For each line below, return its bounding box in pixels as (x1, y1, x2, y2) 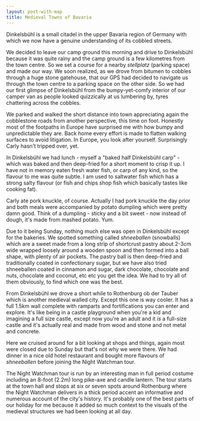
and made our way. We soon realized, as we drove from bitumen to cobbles (6, 67, 192, 74)
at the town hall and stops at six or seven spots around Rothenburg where (6, 382, 187, 389)
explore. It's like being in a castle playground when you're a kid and (6, 308, 171, 316)
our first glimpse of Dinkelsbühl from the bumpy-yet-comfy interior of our (6, 86, 186, 93)
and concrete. (6, 328, 40, 335)
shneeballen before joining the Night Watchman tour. (6, 358, 136, 365)
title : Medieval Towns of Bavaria (6, 14, 92, 20)
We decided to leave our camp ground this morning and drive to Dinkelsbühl (6, 48, 193, 55)
